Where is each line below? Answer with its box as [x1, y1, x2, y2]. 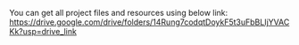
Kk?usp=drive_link [9, 26, 78, 36]
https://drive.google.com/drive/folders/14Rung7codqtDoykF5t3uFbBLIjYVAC [9, 17, 290, 27]
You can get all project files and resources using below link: [9, 8, 228, 18]
